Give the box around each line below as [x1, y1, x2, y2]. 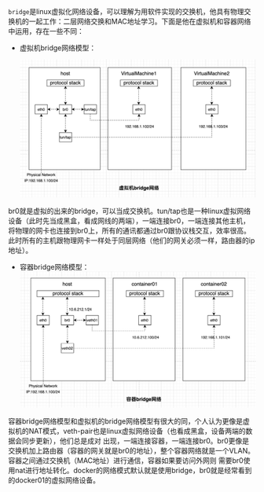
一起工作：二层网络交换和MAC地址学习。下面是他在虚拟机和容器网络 [28, 17, 251, 26]
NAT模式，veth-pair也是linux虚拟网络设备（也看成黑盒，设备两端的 [28, 426, 246, 435]
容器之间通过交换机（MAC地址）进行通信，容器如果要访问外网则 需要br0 [8, 455, 244, 465]
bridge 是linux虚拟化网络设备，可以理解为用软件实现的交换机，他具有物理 [8, 7, 244, 16]
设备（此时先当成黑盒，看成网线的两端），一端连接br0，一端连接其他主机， [8, 216, 250, 226]
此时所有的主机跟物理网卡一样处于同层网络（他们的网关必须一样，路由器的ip [8, 236, 255, 245]
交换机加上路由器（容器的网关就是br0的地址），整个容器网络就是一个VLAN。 [8, 446, 255, 455]
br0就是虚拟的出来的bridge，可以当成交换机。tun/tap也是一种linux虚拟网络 [8, 207, 251, 216]
